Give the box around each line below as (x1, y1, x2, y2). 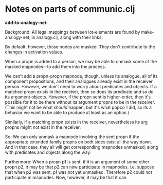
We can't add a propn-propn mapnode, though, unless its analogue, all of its (5, 73, 158, 79)
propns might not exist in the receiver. (5, 124, 81, 130)
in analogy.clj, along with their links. (31, 34, 103, 40)
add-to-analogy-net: (5, 20, 48, 25)
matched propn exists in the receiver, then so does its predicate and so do (5, 89, 154, 94)
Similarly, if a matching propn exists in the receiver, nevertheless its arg (5, 119, 148, 125)
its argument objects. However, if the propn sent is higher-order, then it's (5, 94, 151, 100)
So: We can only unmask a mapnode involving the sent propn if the (5, 134, 140, 139)
